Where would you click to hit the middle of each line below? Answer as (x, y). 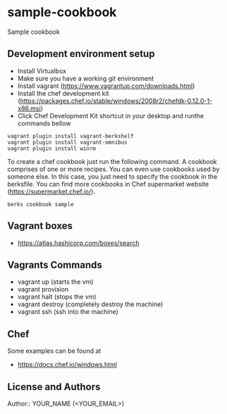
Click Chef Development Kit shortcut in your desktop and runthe (111, 115)
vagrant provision (43, 289)
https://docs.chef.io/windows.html (67, 365)
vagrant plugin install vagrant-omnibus (68, 142)
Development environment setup (81, 54)
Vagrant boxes (40, 226)
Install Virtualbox (42, 70)
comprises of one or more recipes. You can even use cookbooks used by (114, 169)
